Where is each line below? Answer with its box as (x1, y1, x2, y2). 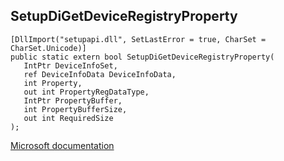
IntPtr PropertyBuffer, (23, 95, 123, 106)
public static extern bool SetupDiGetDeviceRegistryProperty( (10, 52, 275, 62)
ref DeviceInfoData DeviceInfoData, (23, 69, 177, 79)
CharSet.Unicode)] (10, 43, 87, 53)
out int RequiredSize (23, 113, 114, 123)
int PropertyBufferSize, (23, 104, 128, 114)
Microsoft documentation (10, 139, 115, 151)
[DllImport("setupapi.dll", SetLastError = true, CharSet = (10, 34, 267, 44)
